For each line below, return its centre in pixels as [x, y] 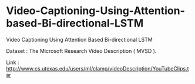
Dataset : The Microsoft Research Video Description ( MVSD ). [81, 51]
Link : [13, 62]
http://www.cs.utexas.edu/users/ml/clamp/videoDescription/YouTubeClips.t [97, 68]
